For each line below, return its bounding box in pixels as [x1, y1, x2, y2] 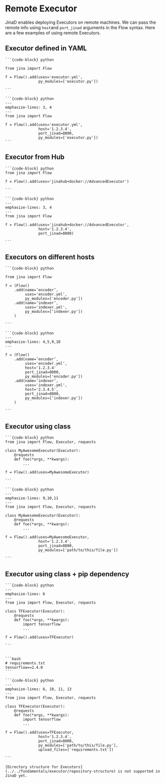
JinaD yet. [5, 773, 28, 778]
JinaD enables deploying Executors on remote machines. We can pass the [5, 19, 157, 25]
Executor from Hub [5, 153, 65, 161]
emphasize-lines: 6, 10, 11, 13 [5, 687, 72, 692]
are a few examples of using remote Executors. [5, 30, 101, 36]
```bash [5, 656, 21, 661]
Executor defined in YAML [5, 44, 87, 52]
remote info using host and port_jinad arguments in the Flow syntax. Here [5, 24, 156, 30]
